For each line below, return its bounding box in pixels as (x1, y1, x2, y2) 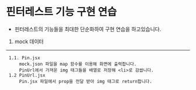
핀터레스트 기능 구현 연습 (6, 5, 117, 19)
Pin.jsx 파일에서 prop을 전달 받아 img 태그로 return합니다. (19, 78, 153, 84)
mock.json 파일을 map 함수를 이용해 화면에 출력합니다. (19, 61, 137, 67)
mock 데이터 (14, 38, 44, 45)
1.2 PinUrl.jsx (8, 72, 45, 78)
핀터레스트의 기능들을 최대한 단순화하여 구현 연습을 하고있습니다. (14, 26, 162, 33)
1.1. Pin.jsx (8, 55, 41, 61)
